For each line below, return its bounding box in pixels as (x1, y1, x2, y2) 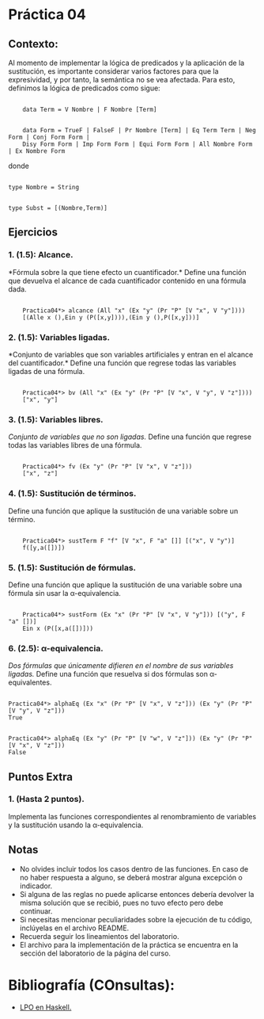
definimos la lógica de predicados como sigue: (8, 83, 160, 93)
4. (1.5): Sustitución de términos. (8, 488, 137, 499)
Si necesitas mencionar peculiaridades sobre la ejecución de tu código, (19, 914, 253, 924)
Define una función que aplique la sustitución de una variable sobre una (8, 580, 243, 590)
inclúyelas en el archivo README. (19, 923, 130, 933)
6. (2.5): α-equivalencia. (8, 643, 104, 654)
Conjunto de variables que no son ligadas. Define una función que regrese (8, 432, 251, 441)
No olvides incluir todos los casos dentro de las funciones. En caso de (19, 864, 249, 873)
